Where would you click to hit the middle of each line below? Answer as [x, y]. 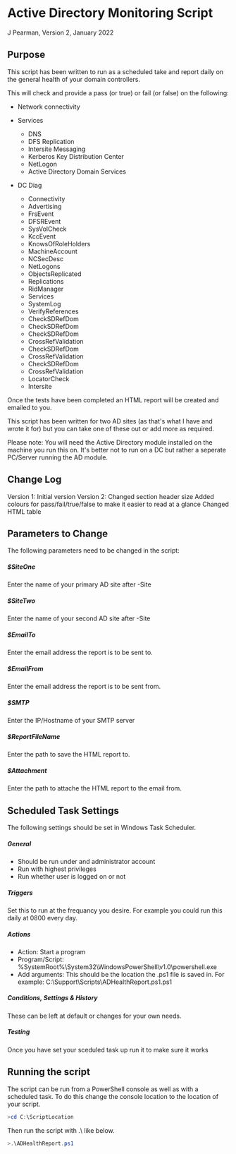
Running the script [49, 1072]
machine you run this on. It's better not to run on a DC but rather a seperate [117, 450]
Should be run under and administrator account [86, 861]
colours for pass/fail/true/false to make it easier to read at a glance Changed [118, 504]
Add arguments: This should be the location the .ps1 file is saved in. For [121, 974]
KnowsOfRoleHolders [59, 244]
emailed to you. [30, 407]
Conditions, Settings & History [53, 998]
